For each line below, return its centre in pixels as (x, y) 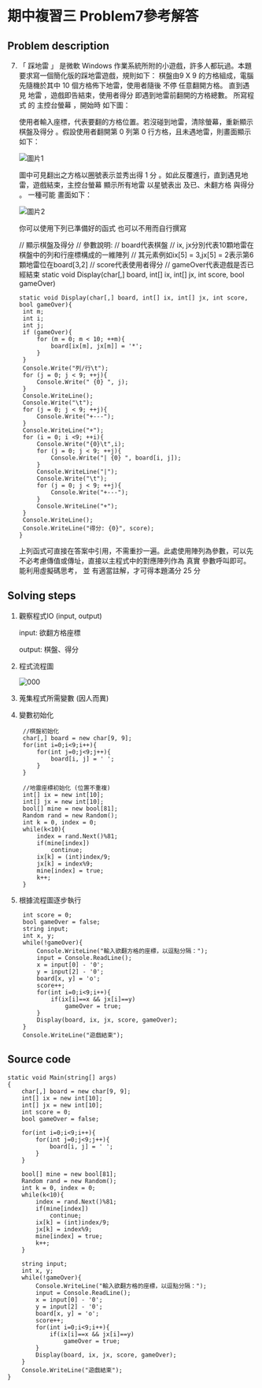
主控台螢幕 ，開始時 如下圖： (83, 105)
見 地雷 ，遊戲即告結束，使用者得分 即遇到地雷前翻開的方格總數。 (125, 95)
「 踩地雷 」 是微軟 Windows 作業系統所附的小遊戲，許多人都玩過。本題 (135, 65)
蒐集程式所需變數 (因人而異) (64, 698)
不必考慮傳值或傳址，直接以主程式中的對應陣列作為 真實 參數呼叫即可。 (135, 561)
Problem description (58, 45)
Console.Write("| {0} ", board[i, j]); (116, 458)
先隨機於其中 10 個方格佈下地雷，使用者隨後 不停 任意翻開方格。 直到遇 (134, 85)
